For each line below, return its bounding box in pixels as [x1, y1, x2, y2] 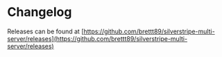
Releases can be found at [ [7, 27, 84, 35]
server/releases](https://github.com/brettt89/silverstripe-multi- [7, 34, 188, 42]
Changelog [7, 4, 72, 20]
